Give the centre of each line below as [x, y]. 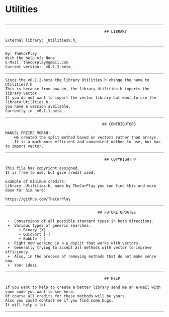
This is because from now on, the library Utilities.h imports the [77, 89]
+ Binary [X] [32, 230]
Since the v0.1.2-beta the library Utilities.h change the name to [77, 80]
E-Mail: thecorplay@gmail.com [37, 62]
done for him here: [26, 190]
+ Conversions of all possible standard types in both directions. [81, 221]
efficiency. [18, 252]
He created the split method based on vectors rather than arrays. [86, 137]
